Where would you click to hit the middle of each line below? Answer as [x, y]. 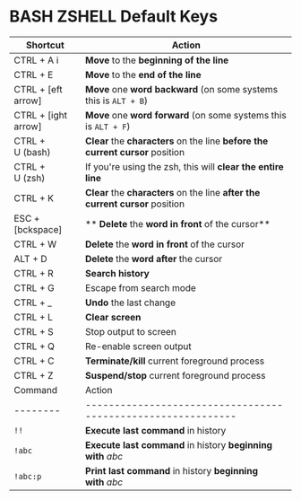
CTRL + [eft [38, 89]
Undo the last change [130, 303]
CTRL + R [34, 273]
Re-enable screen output [138, 346]
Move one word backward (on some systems [181, 89]
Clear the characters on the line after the [172, 192]
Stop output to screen [131, 331]
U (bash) [32, 152]
